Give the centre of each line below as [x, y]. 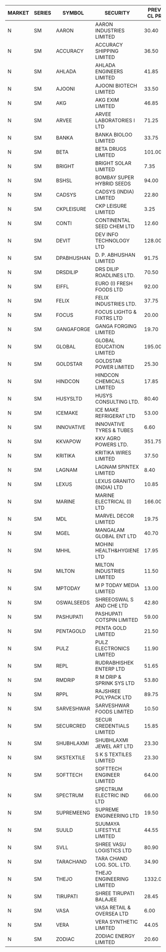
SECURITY [117, 13]
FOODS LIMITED [114, 712]
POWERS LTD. [112, 445]
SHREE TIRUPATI [115, 893]
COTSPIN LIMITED [117, 620]
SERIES [42, 13]
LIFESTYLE [108, 830]
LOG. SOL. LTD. [113, 865]
